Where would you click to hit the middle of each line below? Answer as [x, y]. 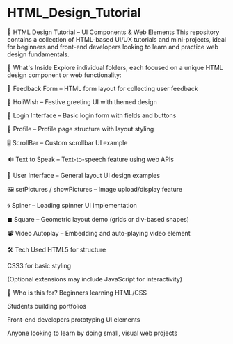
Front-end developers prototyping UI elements [74, 319]
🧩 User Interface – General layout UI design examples [84, 175]
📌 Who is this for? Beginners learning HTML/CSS [77, 293]
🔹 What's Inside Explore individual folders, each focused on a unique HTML [115, 67]
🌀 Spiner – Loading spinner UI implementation [72, 205]
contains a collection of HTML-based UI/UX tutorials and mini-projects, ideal [117, 39]
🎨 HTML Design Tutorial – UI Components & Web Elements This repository [113, 32]
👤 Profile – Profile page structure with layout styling [81, 129]
